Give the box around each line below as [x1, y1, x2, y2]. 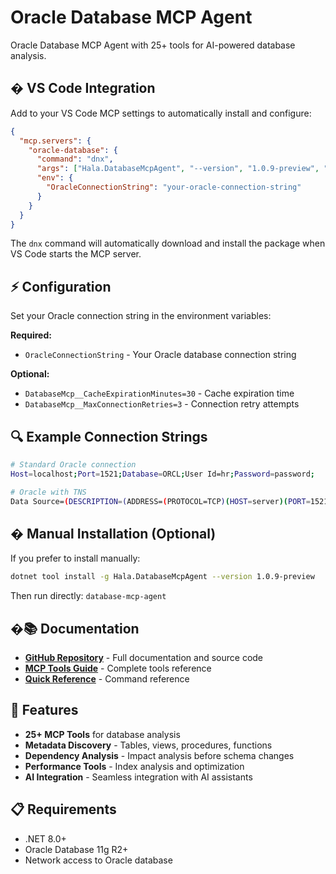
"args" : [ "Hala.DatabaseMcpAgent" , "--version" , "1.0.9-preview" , [36, 164, 320, 174]
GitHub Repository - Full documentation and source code [24, 652, 264, 663]
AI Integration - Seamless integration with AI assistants [24, 771, 253, 783]
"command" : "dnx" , [36, 154, 114, 165]
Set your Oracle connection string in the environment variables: [10, 310, 272, 322]
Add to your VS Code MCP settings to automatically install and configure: [10, 107, 312, 119]
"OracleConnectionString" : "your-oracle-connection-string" [46, 182, 302, 192]
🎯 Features [10, 702, 79, 719]
